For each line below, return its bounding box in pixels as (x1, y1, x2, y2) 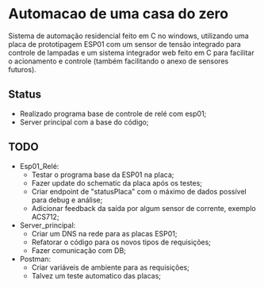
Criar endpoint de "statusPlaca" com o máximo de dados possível (31, 186, 247, 196)
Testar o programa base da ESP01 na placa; (31, 170, 174, 179)
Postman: (19, 254, 52, 263)
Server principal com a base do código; (19, 117, 149, 127)
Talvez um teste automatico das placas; (31, 271, 161, 280)
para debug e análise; (31, 195, 103, 205)
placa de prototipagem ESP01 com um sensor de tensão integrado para (8, 39, 242, 48)
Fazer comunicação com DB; (31, 245, 127, 255)
